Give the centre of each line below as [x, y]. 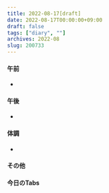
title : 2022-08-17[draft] [44, 13]
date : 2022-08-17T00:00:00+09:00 [55, 20]
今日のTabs [23, 183]
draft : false [26, 26]
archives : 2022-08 [33, 39]
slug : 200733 [26, 45]
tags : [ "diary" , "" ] [37, 33]
